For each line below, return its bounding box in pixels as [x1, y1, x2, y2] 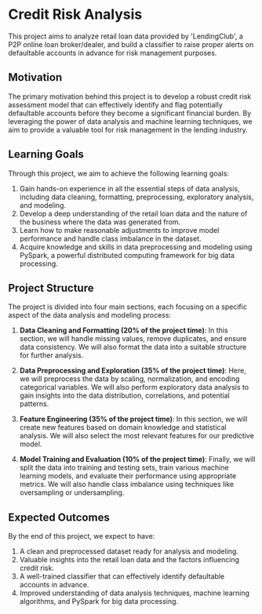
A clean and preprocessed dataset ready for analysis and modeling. [19, 547, 239, 556]
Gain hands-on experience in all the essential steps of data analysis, [19, 183, 241, 193]
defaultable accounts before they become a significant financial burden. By [8, 108, 252, 118]
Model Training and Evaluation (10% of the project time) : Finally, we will [19, 455, 256, 464]
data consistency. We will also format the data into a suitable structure [19, 343, 247, 352]
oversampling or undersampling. [19, 488, 125, 497]
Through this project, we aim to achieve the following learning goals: [8, 169, 230, 178]
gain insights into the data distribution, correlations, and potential [19, 391, 230, 401]
